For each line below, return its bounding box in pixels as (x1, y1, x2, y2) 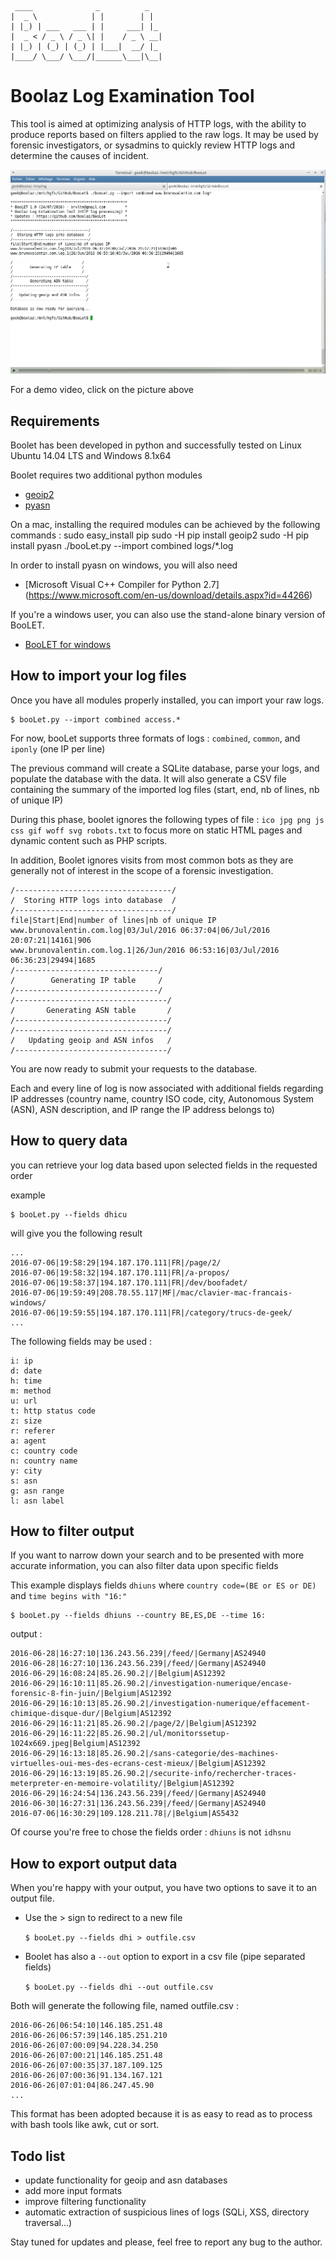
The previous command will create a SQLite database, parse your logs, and (10, 762, 320, 774)
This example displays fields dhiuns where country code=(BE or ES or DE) (10, 1579, 317, 1591)
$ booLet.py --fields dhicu (10, 1209, 128, 1220)
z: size (10, 1416, 43, 1426)
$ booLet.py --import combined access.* (10, 714, 182, 725)
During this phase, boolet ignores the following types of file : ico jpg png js (10, 813, 325, 825)
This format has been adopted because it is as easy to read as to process (10, 2108, 313, 2120)
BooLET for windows (24, 639, 112, 651)
